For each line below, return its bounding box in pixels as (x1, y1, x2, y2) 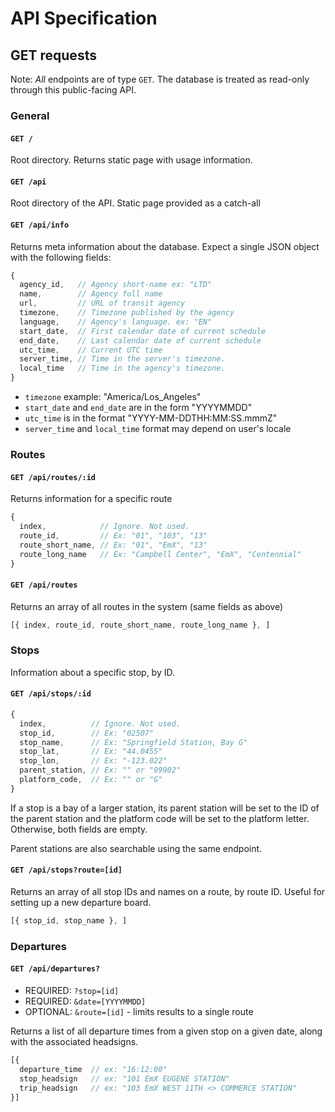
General (10, 108, 50, 122)
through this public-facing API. (10, 84, 137, 96)
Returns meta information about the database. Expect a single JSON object (10, 240, 320, 252)
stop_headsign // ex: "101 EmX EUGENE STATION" (19, 1073, 230, 1084)
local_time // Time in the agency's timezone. (19, 363, 226, 374)
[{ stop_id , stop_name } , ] (10, 916, 128, 926)
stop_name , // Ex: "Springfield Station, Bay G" (19, 737, 248, 747)
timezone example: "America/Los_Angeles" (24, 391, 202, 403)
